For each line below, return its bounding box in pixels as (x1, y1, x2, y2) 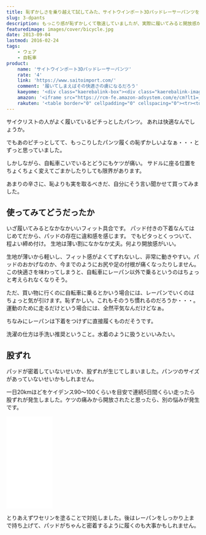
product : (6, 60, 29, 66)
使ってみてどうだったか (6, 207, 95, 218)
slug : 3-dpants (6, 15, 45, 21)
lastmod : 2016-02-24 (6, 37, 59, 44)
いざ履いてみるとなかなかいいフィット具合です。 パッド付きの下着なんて (6, 225, 189, 232)
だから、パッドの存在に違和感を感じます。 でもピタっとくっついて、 (22, 233, 195, 240)
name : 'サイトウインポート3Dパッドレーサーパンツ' (17, 66, 132, 72)
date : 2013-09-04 (6, 32, 51, 38)
